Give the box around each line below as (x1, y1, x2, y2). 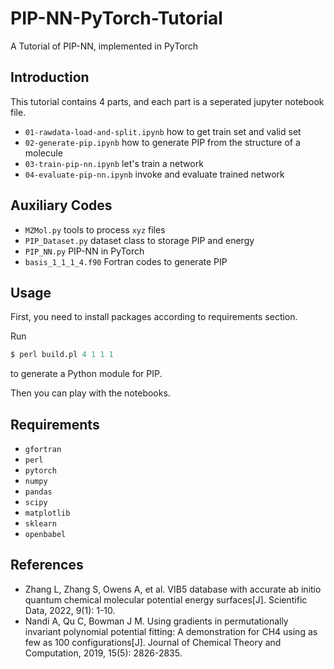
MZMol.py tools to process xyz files (24, 223, 166, 236)
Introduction (10, 69, 90, 86)
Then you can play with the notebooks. (10, 387, 171, 399)
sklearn (24, 519, 57, 529)
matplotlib (24, 508, 71, 519)
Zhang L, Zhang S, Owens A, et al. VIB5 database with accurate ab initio (24, 583, 322, 595)
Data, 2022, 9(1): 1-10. (24, 604, 116, 616)
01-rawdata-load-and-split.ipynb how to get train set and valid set (24, 125, 302, 137)
